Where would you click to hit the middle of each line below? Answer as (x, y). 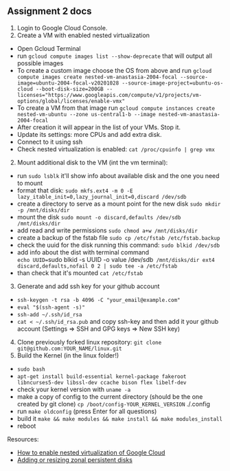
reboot (26, 426)
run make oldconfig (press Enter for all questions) (87, 411)
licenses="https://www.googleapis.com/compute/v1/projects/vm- (110, 95)
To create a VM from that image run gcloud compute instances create (116, 108)
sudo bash (31, 369)
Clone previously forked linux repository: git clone (89, 342)
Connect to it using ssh (50, 142)
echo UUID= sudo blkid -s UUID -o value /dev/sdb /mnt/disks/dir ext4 (116, 259)
